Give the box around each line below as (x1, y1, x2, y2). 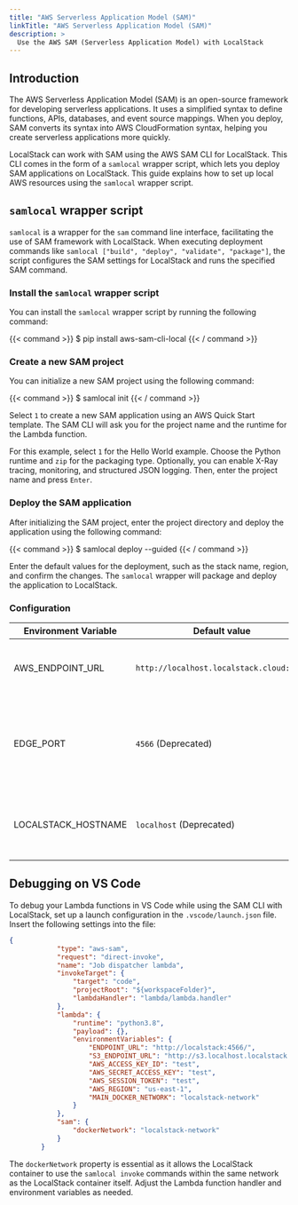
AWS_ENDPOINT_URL (13, 662, 105, 675)
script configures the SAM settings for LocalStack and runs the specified (9, 255, 276, 266)
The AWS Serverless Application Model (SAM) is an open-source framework (9, 94, 288, 105)
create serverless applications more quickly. (9, 132, 171, 143)
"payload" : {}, (72, 1027, 129, 1035)
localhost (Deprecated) (136, 819, 235, 831)
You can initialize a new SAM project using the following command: (9, 376, 255, 386)
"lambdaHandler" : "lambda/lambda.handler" (72, 994, 232, 1003)
